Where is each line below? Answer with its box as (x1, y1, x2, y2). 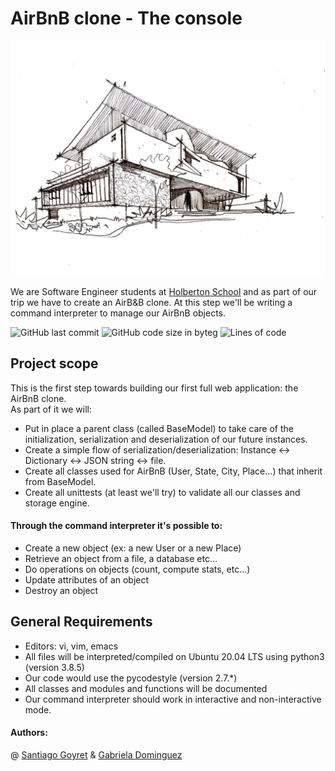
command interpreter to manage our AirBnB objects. (10, 307, 227, 319)
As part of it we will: (10, 403, 92, 415)
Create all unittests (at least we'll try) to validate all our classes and (24, 486, 301, 498)
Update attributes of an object (24, 573, 150, 586)
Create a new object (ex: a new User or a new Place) (24, 542, 242, 554)
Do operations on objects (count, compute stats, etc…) (24, 563, 251, 575)
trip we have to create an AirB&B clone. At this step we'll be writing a (10, 296, 293, 308)
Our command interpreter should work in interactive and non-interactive (24, 693, 322, 705)
